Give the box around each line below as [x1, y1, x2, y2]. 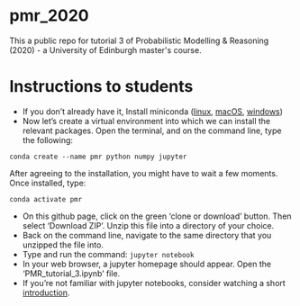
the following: [22, 134, 74, 145]
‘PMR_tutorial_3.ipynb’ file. [22, 267, 121, 279]
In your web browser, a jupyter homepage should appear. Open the [22, 258, 272, 269]
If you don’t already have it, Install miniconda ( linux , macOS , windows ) [22, 105, 284, 117]
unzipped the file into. [22, 239, 104, 250]
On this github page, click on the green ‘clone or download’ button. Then [22, 211, 292, 221]
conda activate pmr [9, 194, 83, 203]
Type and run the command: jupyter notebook [22, 248, 195, 259]
